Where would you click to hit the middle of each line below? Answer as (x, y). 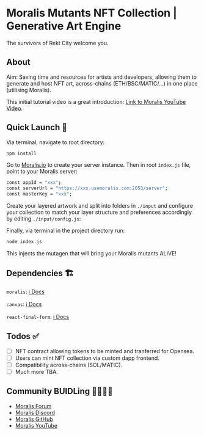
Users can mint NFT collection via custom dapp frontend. (87, 358)
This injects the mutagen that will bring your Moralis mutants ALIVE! (92, 253)
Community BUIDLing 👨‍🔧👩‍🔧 (60, 391)
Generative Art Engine (64, 26)
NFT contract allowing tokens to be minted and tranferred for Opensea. (104, 351)
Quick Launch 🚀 (37, 127)
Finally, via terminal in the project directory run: (66, 231)
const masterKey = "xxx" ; (39, 194)
